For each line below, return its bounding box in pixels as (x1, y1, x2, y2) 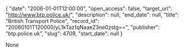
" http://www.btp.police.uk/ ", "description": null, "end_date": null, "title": (5, 11, 179, 18)
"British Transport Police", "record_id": (5, 18, 100, 24)
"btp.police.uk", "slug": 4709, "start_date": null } (5, 30, 123, 37)
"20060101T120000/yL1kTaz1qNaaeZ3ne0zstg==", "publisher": (5, 24, 160, 31)
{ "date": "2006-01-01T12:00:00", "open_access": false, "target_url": (5, 5, 173, 12)
